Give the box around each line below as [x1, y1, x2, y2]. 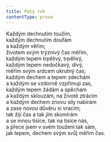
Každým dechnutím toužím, [6, 30, 71, 37]
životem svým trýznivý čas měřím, [6, 49, 88, 56]
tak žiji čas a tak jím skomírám [6, 110, 78, 117]
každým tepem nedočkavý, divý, [6, 61, 84, 68]
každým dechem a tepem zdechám [6, 74, 91, 81]
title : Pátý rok [6, 8, 45, 15]
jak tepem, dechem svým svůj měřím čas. [6, 129, 106, 136]
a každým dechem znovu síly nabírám [6, 98, 97, 105]
